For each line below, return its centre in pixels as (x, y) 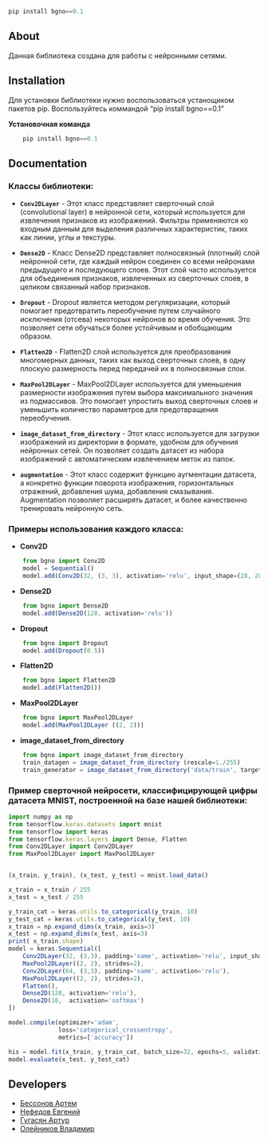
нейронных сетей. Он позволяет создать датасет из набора (122, 450)
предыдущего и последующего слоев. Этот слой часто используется (138, 270)
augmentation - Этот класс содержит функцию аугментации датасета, (138, 474)
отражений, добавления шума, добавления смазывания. (116, 492)
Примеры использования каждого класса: (96, 529)
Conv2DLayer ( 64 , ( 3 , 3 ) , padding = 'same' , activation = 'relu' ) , (126, 971)
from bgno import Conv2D (64, 561)
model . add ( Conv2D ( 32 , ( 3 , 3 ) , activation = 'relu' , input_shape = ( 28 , (137, 576)
